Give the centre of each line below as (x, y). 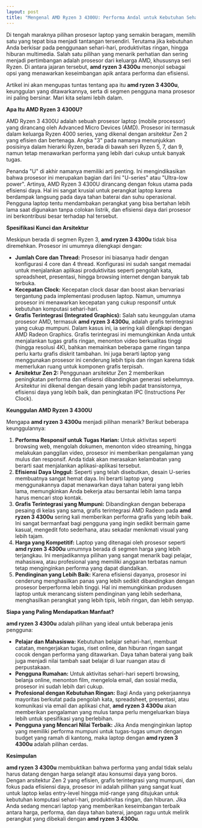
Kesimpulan (22, 756)
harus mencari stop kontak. (49, 498)
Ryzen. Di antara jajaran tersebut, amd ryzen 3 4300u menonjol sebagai (96, 66)
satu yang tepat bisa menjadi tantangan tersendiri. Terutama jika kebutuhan (99, 41)
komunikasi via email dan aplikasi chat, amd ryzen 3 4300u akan (96, 706)
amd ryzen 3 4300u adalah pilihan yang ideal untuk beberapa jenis (90, 623)
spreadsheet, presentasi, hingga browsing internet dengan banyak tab (102, 277)
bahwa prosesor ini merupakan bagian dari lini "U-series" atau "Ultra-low (97, 177)
